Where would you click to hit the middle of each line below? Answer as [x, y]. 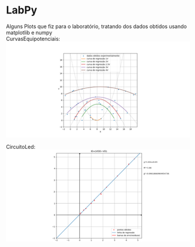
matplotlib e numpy [29, 32]
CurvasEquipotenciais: [33, 39]
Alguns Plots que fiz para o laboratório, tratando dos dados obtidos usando [96, 26]
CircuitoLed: [21, 147]
